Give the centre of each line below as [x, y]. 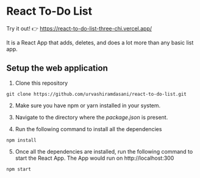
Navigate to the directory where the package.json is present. [91, 117]
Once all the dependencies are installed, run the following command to [104, 151]
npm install [21, 140]
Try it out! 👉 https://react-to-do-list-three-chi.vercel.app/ [79, 28]
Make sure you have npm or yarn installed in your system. [88, 105]
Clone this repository [41, 83]
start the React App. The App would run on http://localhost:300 [95, 158]
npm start [19, 169]
